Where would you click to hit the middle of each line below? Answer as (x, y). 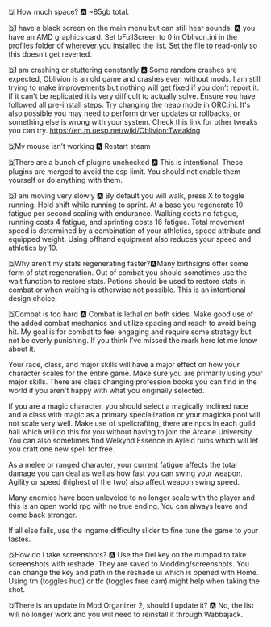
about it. (22, 349)
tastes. (19, 539)
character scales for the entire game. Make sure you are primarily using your (135, 373)
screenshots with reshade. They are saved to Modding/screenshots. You (129, 564)
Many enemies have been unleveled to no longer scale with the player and (132, 498)
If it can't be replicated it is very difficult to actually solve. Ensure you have (132, 96)
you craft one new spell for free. (62, 449)
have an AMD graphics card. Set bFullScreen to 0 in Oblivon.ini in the (123, 37)
